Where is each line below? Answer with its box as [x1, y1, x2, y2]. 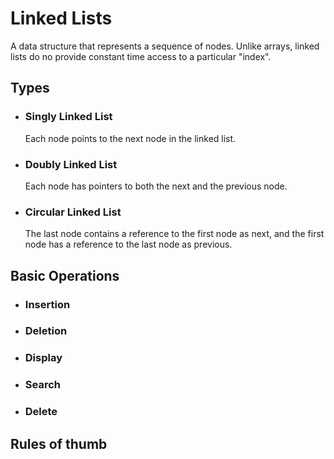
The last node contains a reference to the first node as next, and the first [24, 228, 325, 240]
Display [24, 351, 63, 365]
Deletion [24, 324, 68, 338]
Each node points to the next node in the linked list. [24, 132, 237, 144]
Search [24, 378, 61, 392]
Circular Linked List [24, 205, 122, 219]
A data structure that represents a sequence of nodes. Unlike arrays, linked [10, 40, 320, 52]
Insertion [24, 297, 71, 311]
